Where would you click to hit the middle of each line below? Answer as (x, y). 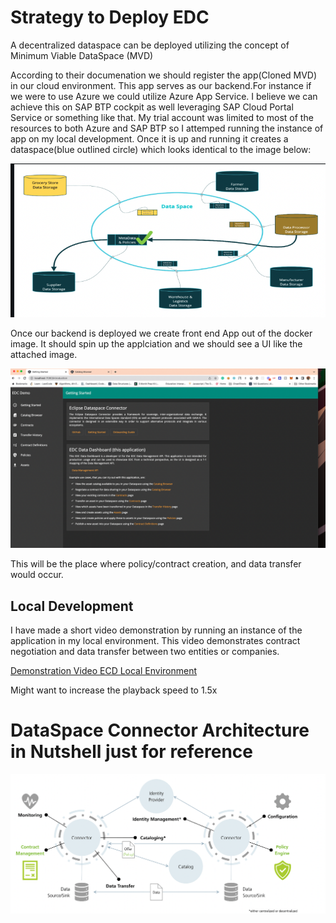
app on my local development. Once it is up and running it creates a (149, 138)
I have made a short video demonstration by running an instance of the (156, 630)
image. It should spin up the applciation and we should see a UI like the (156, 343)
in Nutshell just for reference (132, 752)
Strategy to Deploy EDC (110, 17)
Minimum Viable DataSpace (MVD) (82, 55)
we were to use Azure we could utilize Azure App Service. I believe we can (164, 96)
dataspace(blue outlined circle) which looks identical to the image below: (161, 149)
